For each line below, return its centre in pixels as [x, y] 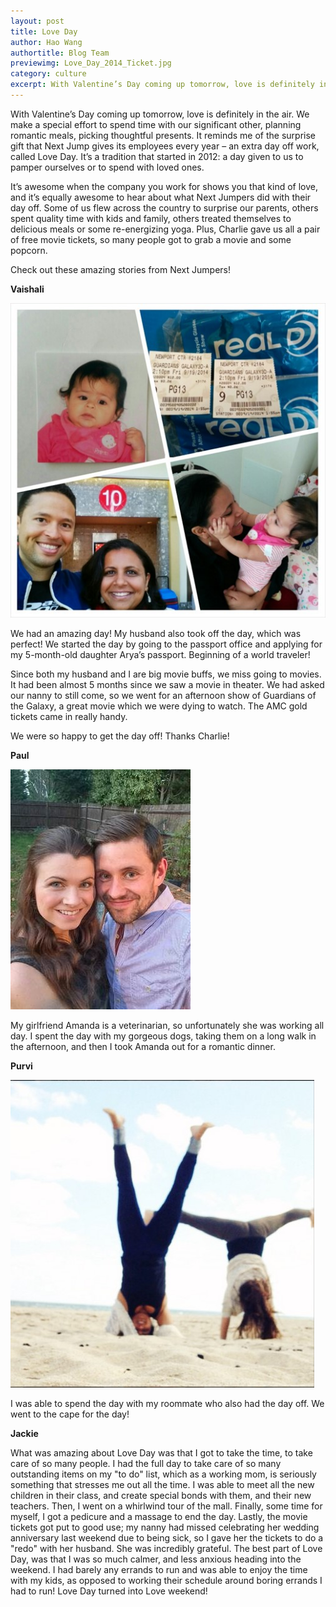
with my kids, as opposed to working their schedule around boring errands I [166, 1580]
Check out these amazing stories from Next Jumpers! [121, 269]
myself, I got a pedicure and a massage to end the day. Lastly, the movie [159, 1516]
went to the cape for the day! [70, 1414]
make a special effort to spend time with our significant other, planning [156, 124]
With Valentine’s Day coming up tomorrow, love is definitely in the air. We [160, 114]
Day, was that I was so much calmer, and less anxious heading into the [156, 1559]
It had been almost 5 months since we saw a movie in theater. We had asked [167, 684]
